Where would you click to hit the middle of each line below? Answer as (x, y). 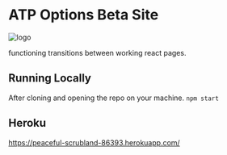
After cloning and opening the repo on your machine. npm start (114, 98)
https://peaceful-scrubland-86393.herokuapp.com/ (94, 142)
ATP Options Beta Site (84, 15)
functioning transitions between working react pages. (97, 52)
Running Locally (50, 78)
